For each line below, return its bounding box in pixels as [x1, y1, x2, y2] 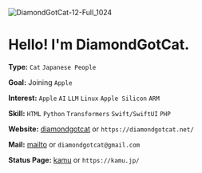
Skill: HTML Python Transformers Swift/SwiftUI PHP [8, 108, 172, 118]
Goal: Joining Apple [8, 77, 73, 87]
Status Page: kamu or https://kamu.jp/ [8, 155, 140, 164]
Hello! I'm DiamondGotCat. [8, 36, 190, 54]
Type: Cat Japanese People [8, 62, 97, 71]
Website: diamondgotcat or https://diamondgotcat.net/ [8, 124, 194, 134]
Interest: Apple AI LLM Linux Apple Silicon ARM [8, 93, 160, 103]
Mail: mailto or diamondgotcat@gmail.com [8, 139, 141, 149]
